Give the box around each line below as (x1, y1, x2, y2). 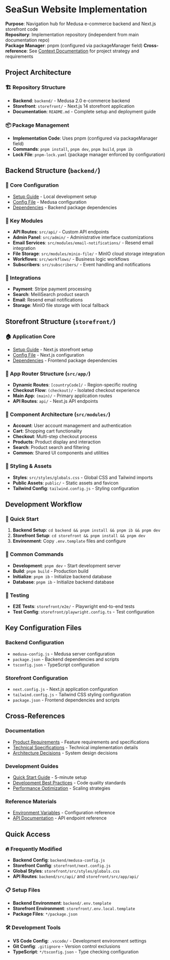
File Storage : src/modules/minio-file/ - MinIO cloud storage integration (12, 250, 165, 257)
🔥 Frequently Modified (5, 845, 62, 852)
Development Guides (5, 762, 59, 770)
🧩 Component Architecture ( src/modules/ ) (5, 411, 111, 418)
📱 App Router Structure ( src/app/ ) (5, 370, 91, 377)
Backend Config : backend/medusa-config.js (12, 857, 106, 863)
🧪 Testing (5, 592, 30, 599)
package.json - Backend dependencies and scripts (12, 656, 119, 662)
